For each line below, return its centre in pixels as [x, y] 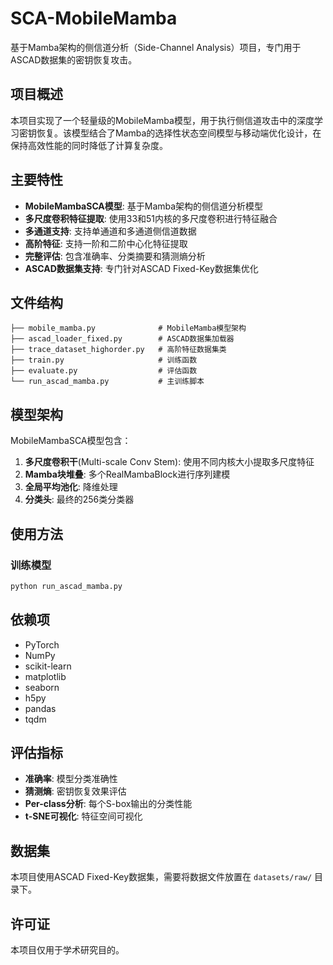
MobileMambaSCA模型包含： [71, 441]
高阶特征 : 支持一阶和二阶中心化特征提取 [106, 243]
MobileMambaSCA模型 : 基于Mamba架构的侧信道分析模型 [144, 206]
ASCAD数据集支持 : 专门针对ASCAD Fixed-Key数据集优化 [141, 268]
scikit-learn [48, 666]
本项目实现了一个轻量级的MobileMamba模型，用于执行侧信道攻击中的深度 [162, 120]
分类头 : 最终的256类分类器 [79, 499]
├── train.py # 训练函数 [104, 360]
